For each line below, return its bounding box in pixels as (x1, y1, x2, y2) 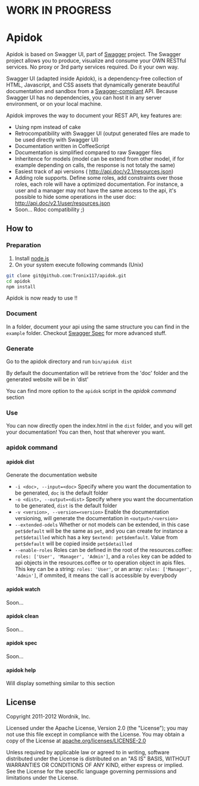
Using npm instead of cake (14, 124, 82, 131)
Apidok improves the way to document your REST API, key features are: (6, 112, 182, 119)
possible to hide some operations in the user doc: (14, 194, 137, 201)
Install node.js (14, 254, 49, 262)
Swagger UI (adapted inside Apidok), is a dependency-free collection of (6, 75, 183, 82)
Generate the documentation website (6, 471, 98, 478)
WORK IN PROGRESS (6, 4, 112, 17)
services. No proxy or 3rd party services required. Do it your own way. (6, 63, 179, 70)
